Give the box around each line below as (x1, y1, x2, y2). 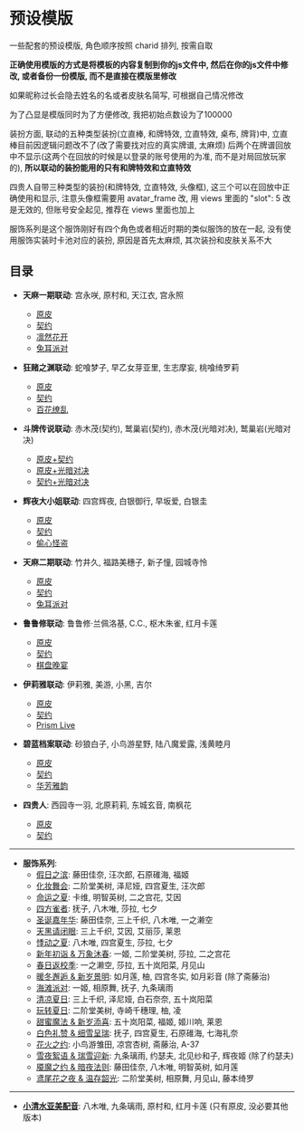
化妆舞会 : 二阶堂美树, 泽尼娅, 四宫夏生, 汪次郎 (35, 880, 205, 891)
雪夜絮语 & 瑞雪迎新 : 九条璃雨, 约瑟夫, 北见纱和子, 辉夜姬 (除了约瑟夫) (35, 1050, 294, 1060)
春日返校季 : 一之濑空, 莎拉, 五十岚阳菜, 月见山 (35, 959, 205, 970)
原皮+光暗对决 (35, 465, 90, 475)
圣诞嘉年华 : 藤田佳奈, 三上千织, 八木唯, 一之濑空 (35, 914, 214, 925)
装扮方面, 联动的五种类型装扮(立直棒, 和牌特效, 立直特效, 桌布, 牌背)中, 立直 (9, 128, 289, 139)
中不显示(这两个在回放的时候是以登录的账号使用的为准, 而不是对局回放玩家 (9, 150, 287, 161)
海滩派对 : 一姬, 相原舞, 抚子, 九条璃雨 (35, 982, 174, 992)
